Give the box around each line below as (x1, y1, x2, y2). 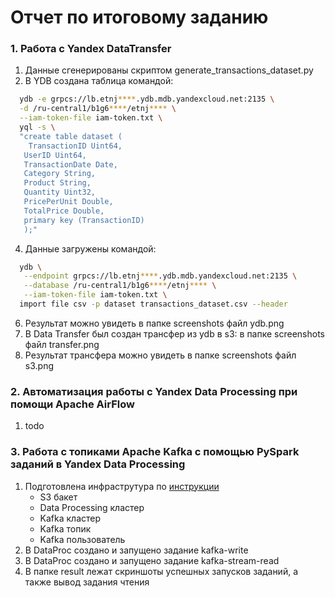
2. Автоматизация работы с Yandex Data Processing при (10, 384, 298, 398)
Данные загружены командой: (24, 242, 157, 255)
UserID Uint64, (23, 150, 87, 160)
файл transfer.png (24, 338, 100, 350)
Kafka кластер (39, 512, 102, 524)
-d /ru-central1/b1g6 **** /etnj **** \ (19, 104, 177, 114)
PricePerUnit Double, (23, 197, 114, 207)
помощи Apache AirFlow (10, 397, 135, 411)
